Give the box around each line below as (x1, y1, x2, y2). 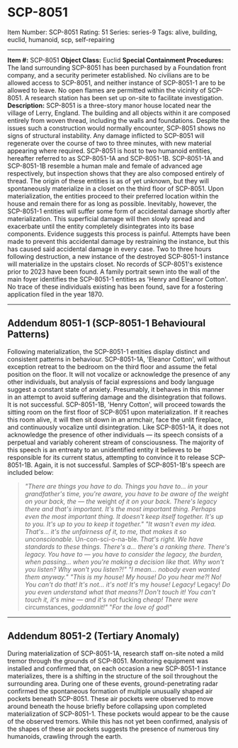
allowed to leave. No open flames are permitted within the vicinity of (7, 86, 207, 95)
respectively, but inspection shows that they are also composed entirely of (7, 169, 225, 178)
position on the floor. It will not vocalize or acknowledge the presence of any (7, 370, 231, 378)
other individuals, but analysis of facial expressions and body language (7, 378, 215, 386)
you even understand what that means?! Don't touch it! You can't (24, 587, 216, 596)
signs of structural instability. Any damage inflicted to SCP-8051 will (7, 131, 205, 139)
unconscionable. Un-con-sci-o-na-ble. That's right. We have (24, 535, 203, 543)
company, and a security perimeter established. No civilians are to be (7, 70, 210, 79)
